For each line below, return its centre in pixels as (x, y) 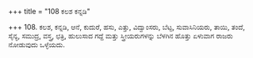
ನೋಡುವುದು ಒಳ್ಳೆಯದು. (36, 45)
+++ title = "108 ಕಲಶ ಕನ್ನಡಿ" (49, 11)
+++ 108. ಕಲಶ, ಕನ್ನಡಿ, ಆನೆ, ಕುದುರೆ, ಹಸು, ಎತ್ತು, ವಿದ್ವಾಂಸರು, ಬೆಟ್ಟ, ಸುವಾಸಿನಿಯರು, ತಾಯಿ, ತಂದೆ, (127, 27)
